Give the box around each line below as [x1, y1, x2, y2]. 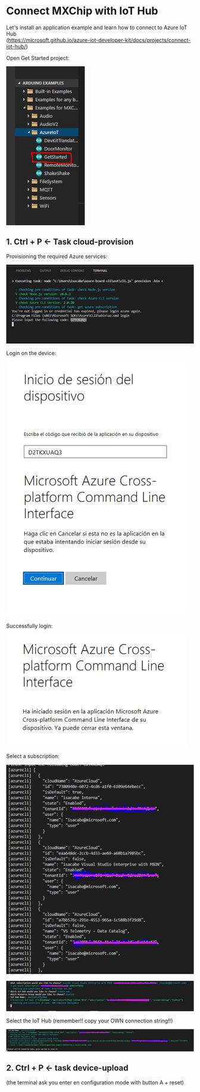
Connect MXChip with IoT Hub [6, 4, 159, 18]
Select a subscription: [6, 753, 60, 760]
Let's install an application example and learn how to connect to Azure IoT [6, 24, 187, 31]
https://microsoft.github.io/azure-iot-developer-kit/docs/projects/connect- [8, 36, 191, 43]
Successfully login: [6, 622, 53, 629]
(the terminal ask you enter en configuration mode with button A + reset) [6, 1079, 185, 1086]
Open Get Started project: [6, 54, 70, 61]
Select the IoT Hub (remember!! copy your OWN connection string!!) [6, 1017, 173, 1025]
